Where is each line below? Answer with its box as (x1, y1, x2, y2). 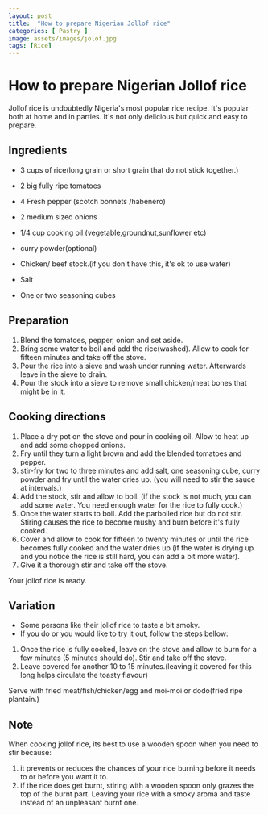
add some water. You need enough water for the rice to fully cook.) (19, 499, 243, 509)
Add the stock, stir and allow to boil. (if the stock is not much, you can (19, 491, 252, 501)
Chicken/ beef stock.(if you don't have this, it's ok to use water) (19, 259, 231, 269)
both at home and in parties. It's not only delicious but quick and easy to (8, 112, 248, 122)
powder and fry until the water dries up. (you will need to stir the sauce (19, 474, 256, 484)
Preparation (8, 314, 69, 328)
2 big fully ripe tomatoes (19, 181, 101, 190)
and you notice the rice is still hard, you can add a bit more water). (19, 551, 240, 561)
